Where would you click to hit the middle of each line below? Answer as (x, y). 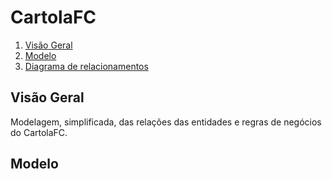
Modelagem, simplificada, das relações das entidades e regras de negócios (166, 122)
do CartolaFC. (39, 132)
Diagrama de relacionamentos (86, 66)
